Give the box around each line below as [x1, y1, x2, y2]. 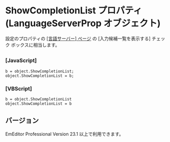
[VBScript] [5, 85, 32, 92]
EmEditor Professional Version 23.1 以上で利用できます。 [5, 131, 124, 137]
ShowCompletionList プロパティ [5, 5, 142, 16]
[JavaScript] [5, 57, 37, 64]
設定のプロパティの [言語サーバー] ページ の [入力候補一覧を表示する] [5, 35, 151, 42]
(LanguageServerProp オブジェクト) [5, 17, 161, 29]
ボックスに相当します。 [11, 42, 60, 48]
